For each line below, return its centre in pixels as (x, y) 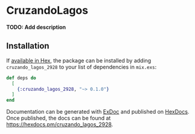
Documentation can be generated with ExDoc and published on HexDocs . (98, 112)
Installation (28, 46)
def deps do (21, 78)
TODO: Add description (36, 27)
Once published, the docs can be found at (59, 118)
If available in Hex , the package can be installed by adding (79, 60)
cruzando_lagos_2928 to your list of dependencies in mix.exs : (82, 67)
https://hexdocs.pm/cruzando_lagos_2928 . (60, 124)
